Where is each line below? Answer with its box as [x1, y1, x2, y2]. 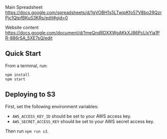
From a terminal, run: [5, 62, 48, 69]
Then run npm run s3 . [5, 128, 49, 134]
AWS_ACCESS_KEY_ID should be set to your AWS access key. [12, 113, 132, 119]
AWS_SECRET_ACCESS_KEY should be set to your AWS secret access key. [12, 118, 155, 124]
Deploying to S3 [5, 90, 56, 99]
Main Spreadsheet [5, 4, 43, 10]
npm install [5, 72, 30, 77]
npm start [5, 77, 26, 82]
